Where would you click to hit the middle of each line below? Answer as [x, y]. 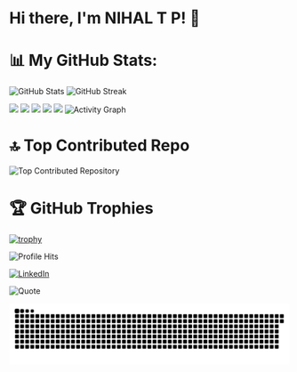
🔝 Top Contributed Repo [100, 146]
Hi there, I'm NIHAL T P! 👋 [105, 18]
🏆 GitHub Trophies [81, 209]
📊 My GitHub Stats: [84, 61]
